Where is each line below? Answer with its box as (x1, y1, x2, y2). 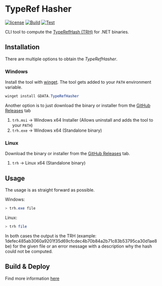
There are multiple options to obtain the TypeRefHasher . (5, 56, 118, 62)
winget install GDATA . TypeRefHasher (5, 94, 79, 99)
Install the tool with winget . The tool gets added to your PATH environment (5, 79, 151, 85)
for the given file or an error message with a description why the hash (13, 243, 152, 249)
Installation (5, 43, 40, 52)
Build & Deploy (5, 263, 50, 271)
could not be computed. (5, 248, 53, 254)
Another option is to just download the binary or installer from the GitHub (5, 102, 151, 108)
